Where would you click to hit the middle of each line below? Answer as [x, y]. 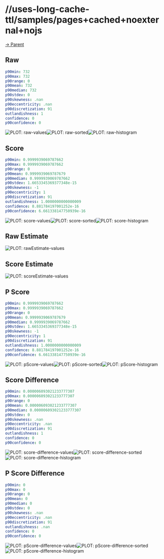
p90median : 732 [21, 90]
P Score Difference [35, 474]
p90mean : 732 [19, 86]
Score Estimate [29, 264]
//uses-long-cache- [47, 9]
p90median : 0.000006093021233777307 [43, 410]
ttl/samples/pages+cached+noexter [82, 20]
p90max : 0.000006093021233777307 [40, 396]
